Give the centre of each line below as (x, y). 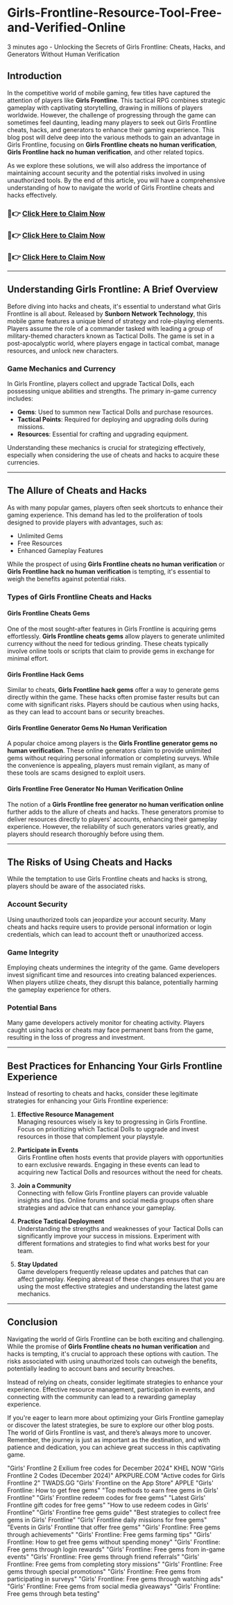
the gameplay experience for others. (59, 990)
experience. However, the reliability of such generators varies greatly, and (113, 826)
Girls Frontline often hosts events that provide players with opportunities (120, 1158)
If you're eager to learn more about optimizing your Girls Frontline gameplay (115, 1417)
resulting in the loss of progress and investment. (76, 1038)
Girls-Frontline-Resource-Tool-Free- (115, 13)
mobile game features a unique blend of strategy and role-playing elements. (116, 321)
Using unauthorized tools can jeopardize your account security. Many (107, 919)
